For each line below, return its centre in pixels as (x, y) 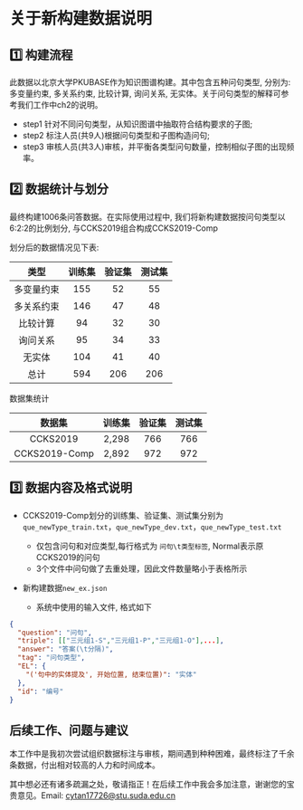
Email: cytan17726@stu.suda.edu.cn (108, 796)
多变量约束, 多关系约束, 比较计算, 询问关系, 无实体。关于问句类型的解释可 (145, 93)
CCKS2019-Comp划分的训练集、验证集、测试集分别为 (123, 515)
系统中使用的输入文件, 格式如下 (94, 606)
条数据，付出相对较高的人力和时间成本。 (85, 765)
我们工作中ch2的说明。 (60, 105)
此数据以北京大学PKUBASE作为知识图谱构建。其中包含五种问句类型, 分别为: (150, 82)
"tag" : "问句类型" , (52, 658)
